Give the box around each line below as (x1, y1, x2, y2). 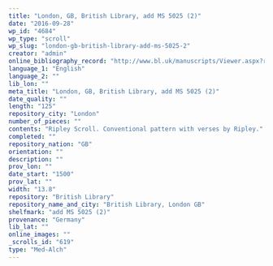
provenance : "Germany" (8, 216, 85, 224)
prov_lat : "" (8, 178, 53, 187)
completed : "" (8, 132, 57, 140)
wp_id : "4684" (8, 27, 57, 35)
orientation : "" (8, 148, 63, 156)
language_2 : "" (8, 72, 60, 80)
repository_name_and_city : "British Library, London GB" (8, 200, 206, 208)
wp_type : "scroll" (8, 34, 71, 43)
